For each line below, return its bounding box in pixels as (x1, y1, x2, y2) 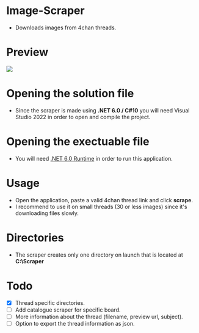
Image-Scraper (6, 4, 85, 18)
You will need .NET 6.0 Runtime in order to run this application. (15, 155, 173, 162)
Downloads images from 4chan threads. (15, 24, 117, 31)
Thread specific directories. (15, 299, 85, 306)
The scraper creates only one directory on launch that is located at (15, 251, 183, 258)
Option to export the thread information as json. (15, 320, 136, 327)
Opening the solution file (6, 87, 134, 101)
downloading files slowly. (15, 209, 79, 217)
